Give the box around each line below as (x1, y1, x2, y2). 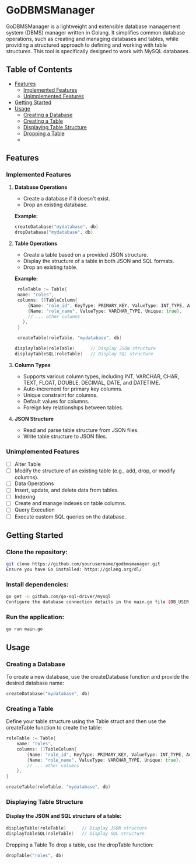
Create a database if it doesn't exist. (23, 195, 111, 202)
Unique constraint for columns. (23, 391, 98, 398)
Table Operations (14, 240, 58, 247)
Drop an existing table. (23, 264, 78, 271)
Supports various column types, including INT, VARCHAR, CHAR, (23, 372, 180, 380)
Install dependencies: (6, 580, 69, 588)
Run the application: (6, 613, 65, 621)
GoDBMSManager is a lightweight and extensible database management (6, 23, 180, 30)
